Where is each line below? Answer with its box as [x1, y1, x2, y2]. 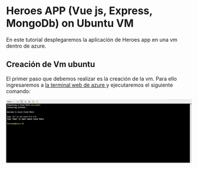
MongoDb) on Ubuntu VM [6, 16, 134, 30]
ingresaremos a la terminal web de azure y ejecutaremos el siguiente [6, 81, 173, 88]
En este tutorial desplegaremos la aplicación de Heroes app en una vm [6, 36, 178, 43]
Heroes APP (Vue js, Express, [6, 4, 153, 18]
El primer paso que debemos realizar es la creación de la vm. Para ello [6, 75, 177, 82]
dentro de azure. [6, 42, 47, 49]
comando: [6, 87, 31, 95]
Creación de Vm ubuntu [6, 59, 95, 69]
